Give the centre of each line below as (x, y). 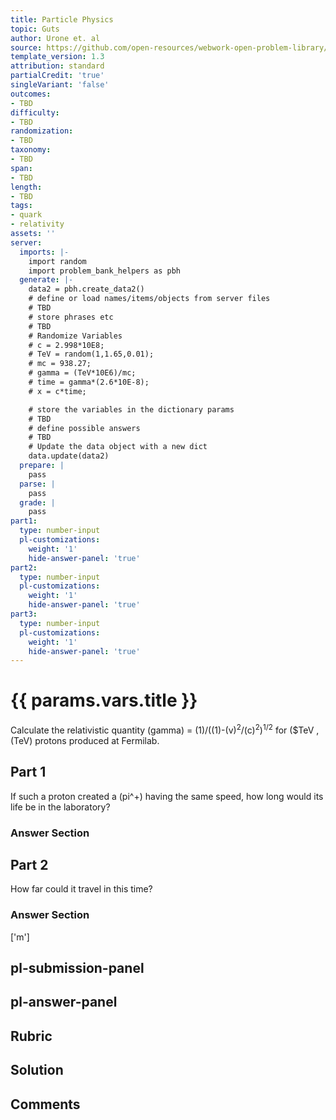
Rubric (31, 1036)
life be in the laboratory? (60, 807)
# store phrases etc (71, 317)
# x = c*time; (57, 391)
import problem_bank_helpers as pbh (105, 271)
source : (26, 47)
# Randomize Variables (75, 336)
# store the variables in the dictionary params (131, 409)
